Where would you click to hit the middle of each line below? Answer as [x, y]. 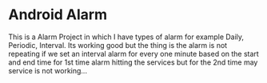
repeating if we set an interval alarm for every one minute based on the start [134, 53]
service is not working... [48, 70]
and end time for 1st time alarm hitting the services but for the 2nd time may [133, 62]
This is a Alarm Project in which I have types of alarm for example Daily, [126, 37]
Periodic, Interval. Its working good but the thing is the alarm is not [118, 45]
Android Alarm [58, 15]
